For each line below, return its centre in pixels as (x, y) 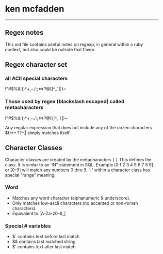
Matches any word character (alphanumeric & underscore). (71, 198)
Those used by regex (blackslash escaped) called (65, 102)
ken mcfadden (35, 9)
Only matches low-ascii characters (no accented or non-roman (75, 203)
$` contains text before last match (46, 237)
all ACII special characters (36, 78)
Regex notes (24, 33)
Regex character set (36, 65)
